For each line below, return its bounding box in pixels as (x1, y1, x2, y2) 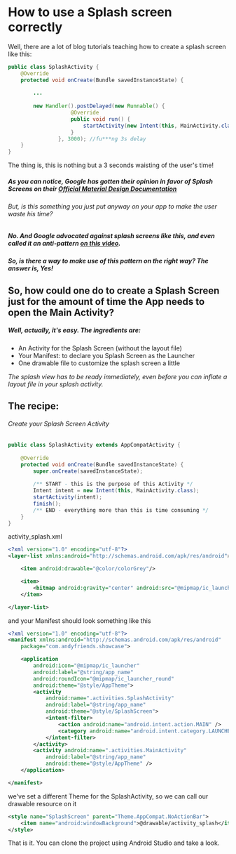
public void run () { (70, 115, 131, 123)
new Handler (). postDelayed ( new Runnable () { (33, 103, 165, 110)
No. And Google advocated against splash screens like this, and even (8, 231, 216, 239)
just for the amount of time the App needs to (8, 296, 205, 308)
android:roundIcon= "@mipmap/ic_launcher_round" (33, 675, 174, 682)
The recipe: (8, 400, 59, 412)
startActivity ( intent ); (33, 494, 102, 501)
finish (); (33, 500, 62, 507)
